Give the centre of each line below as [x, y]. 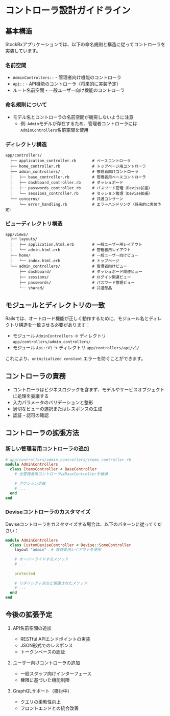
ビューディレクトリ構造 [34, 224]
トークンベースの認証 [43, 651]
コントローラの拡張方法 [42, 433]
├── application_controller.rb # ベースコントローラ [70, 161]
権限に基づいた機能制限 [45, 680]
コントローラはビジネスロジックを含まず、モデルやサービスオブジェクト [89, 389]
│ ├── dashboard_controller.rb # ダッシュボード [67, 183]
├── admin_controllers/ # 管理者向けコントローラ [74, 172]
